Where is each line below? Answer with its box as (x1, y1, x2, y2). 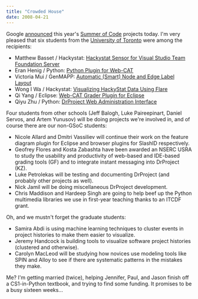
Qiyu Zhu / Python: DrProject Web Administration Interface (14, 98, 157, 105)
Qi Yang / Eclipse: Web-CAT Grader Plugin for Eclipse (14, 92, 144, 99)
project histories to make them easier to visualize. (14, 231, 136, 238)
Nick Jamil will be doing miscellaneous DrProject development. (14, 183, 168, 190)
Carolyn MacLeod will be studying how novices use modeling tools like (14, 250, 187, 257)
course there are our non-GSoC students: (6, 122, 107, 129)
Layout (14, 79, 32, 86)
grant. (14, 202, 29, 209)
